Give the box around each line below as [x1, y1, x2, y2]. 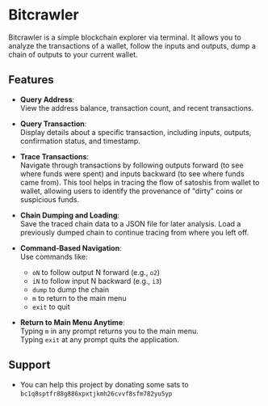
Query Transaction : [19, 119, 87, 129]
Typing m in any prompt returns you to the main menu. [19, 326, 199, 336]
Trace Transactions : [19, 151, 90, 161]
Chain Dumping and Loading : [19, 210, 119, 220]
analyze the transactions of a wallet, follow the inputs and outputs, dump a [8, 40, 256, 50]
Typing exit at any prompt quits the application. [19, 334, 180, 345]
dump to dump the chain [31, 285, 110, 294]
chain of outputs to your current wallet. [8, 49, 139, 59]
